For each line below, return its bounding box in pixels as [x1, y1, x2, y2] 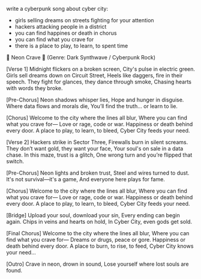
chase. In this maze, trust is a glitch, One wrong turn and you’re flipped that [6, 151, 193, 158]
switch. [6, 158, 24, 164]
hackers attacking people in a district [14, 23, 107, 30]
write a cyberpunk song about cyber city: [6, 5, 109, 12]
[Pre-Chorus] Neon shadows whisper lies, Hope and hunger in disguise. [6, 96, 184, 103]
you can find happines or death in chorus [14, 29, 117, 37]
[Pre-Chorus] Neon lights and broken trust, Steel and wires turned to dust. [6, 169, 190, 176]
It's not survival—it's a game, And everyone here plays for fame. [6, 176, 165, 182]
